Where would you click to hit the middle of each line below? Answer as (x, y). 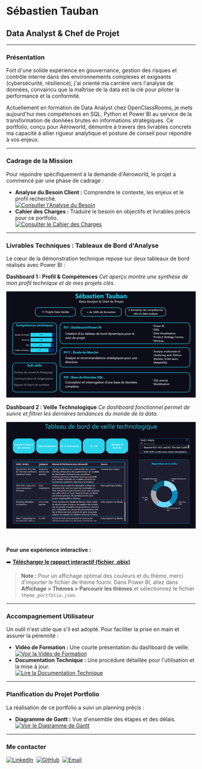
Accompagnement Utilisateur (50, 617)
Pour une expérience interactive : (49, 550)
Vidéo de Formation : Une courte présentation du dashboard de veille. (102, 647)
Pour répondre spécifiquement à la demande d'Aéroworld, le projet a (91, 174)
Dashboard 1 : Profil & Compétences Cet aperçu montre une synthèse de (97, 276)
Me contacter (26, 747)
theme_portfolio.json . (49, 595)
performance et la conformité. (43, 96)
